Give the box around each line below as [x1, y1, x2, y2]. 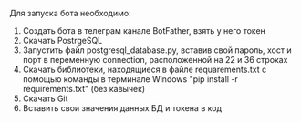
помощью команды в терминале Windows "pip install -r [22, 74, 239, 85]
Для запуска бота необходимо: [9, 8, 131, 18]
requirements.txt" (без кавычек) [22, 84, 146, 94]
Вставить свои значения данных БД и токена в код [22, 103, 222, 113]
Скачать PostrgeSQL [22, 36, 103, 46]
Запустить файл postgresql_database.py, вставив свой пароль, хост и [22, 45, 292, 56]
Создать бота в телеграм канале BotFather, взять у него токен [22, 25, 266, 36]
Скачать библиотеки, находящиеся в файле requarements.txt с [22, 64, 267, 75]
